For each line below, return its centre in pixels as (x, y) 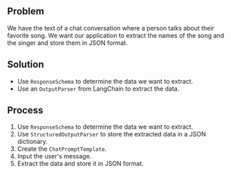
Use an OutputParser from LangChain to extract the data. (98, 89)
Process (25, 110)
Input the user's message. (54, 156)
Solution (26, 65)
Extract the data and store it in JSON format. (80, 164)
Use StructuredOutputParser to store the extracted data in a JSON (111, 134)
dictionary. (33, 142)
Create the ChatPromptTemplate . (62, 149)
